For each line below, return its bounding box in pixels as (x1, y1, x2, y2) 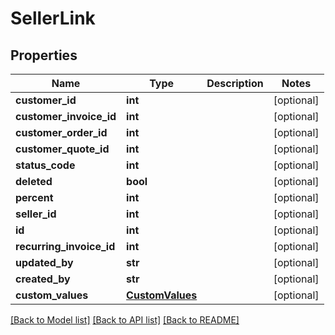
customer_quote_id (15, 142, 110, 156)
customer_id (15, 93, 77, 107)
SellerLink (10, 7, 96, 30)
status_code (15, 158, 76, 172)
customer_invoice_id (15, 110, 117, 123)
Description (206, 77, 264, 90)
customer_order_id (15, 126, 108, 139)
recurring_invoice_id (15, 240, 116, 253)
